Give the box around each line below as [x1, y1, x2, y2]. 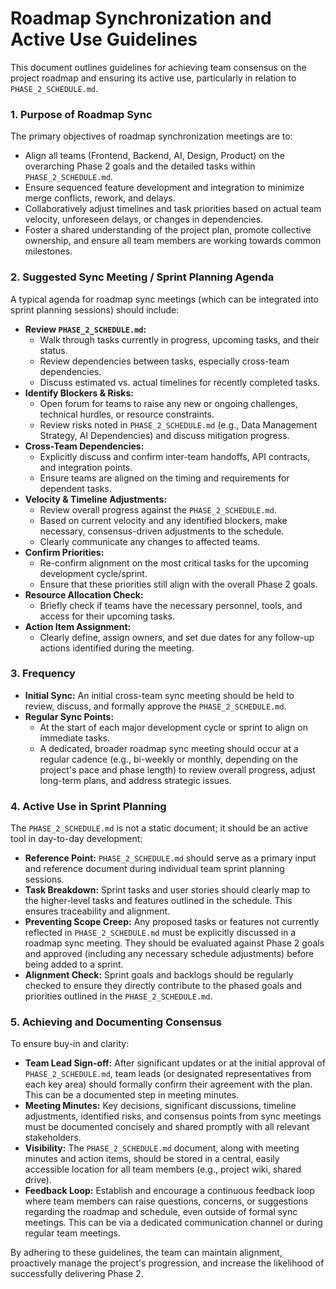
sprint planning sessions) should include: [10, 303, 180, 316]
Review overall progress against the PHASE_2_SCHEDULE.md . [39, 503, 277, 516]
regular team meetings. [24, 1227, 121, 1239]
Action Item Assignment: [24, 620, 132, 632]
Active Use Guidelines [10, 28, 198, 51]
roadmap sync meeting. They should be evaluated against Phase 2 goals [24, 937, 325, 949]
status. [39, 344, 68, 356]
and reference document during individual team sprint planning [24, 863, 285, 875]
